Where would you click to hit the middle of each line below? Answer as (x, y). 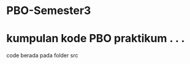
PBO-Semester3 (49, 11)
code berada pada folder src (42, 55)
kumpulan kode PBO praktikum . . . (96, 39)
